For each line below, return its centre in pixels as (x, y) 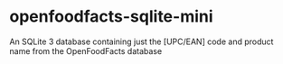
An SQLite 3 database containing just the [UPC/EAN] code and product (141, 41)
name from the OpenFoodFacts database (86, 50)
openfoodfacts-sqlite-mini (112, 17)
